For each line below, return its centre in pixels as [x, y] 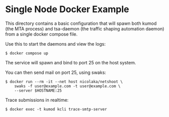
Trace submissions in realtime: [37, 100]
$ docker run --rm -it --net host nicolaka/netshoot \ [64, 82]
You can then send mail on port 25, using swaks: [56, 72]
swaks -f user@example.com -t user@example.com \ [68, 86]
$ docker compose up [27, 53]
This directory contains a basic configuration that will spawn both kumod [81, 23]
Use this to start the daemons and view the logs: [55, 44]
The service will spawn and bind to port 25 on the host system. [71, 62]
